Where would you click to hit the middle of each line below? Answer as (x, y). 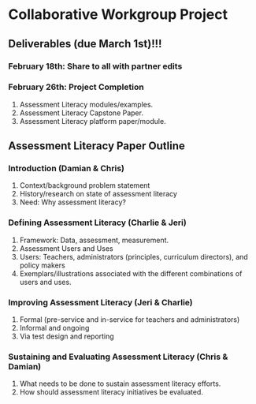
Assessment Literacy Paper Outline (96, 146)
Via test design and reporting (67, 336)
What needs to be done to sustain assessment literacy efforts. (120, 383)
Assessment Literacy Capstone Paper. (82, 113)
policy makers (42, 265)
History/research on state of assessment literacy (98, 194)
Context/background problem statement (85, 185)
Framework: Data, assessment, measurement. (94, 240)
